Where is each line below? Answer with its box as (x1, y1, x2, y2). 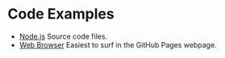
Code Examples (7, 5, 115, 23)
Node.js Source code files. (19, 31, 108, 41)
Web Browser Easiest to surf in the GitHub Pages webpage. (19, 39, 217, 49)
